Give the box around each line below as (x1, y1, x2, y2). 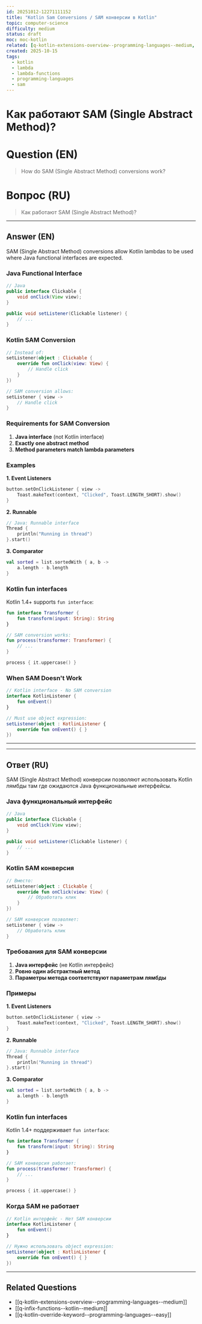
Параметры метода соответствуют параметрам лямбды (14, 974, 167, 981)
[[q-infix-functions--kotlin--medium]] (14, 1305, 108, 1312)
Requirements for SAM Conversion (6, 419, 110, 428)
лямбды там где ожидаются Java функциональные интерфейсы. (6, 782, 172, 790)
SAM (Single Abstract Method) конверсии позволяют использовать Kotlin (6, 776, 192, 783)
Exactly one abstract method (14, 439, 89, 447)
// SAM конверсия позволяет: (6, 917, 79, 923)
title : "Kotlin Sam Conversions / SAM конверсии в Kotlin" (6, 14, 158, 20)
